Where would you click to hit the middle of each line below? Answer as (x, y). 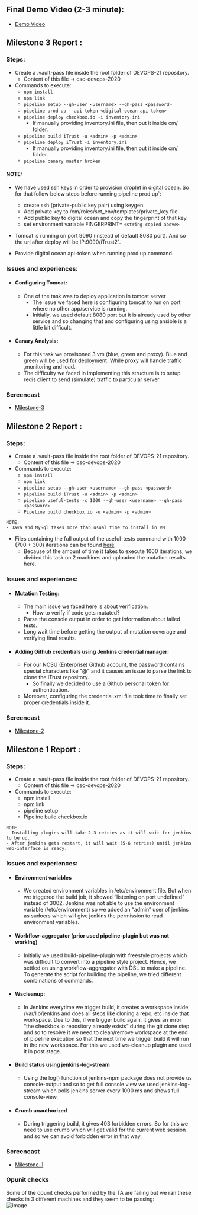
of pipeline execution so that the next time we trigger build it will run (106, 1038)
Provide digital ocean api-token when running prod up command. (94, 253)
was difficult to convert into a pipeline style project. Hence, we (100, 961)
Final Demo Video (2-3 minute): (65, 10)
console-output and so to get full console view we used (91, 1085)
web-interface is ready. (37, 849)
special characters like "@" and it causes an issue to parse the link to (108, 671)
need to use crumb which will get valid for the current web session (105, 1130)
